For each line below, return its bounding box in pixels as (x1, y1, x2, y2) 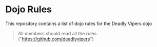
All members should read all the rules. (17, 30, 99, 36)
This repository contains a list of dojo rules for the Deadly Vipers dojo (5, 20, 152, 27)
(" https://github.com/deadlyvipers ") (17, 36, 94, 42)
